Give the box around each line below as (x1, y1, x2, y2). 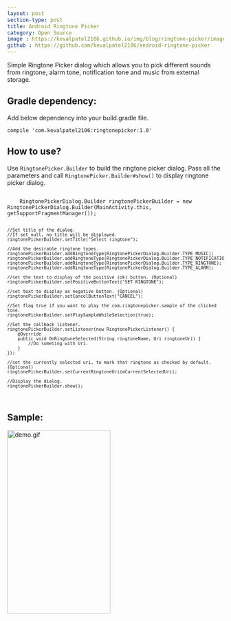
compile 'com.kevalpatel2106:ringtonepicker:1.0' (7, 127, 153, 134)
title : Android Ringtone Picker (7, 23, 100, 30)
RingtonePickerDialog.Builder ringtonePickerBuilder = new (19, 197, 192, 205)
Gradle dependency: (7, 96, 97, 107)
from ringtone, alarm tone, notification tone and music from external (7, 68, 199, 76)
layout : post (7, 10, 45, 17)
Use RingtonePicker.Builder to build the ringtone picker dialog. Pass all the (7, 164, 221, 172)
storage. (7, 76, 31, 83)
